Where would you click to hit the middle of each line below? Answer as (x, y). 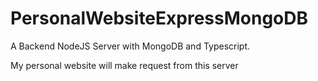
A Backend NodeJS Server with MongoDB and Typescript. (130, 46)
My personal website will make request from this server (124, 65)
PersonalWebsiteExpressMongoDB (159, 18)
